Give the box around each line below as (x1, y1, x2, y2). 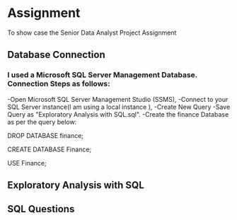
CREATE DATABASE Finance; (7, 145, 92, 154)
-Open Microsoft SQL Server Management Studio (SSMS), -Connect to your (7, 95, 229, 103)
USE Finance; (7, 158, 47, 167)
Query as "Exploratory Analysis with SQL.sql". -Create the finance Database (7, 110, 229, 118)
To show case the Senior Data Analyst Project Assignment (7, 28, 177, 37)
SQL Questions (7, 203, 75, 215)
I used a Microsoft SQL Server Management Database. (7, 70, 198, 80)
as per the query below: (7, 117, 77, 126)
